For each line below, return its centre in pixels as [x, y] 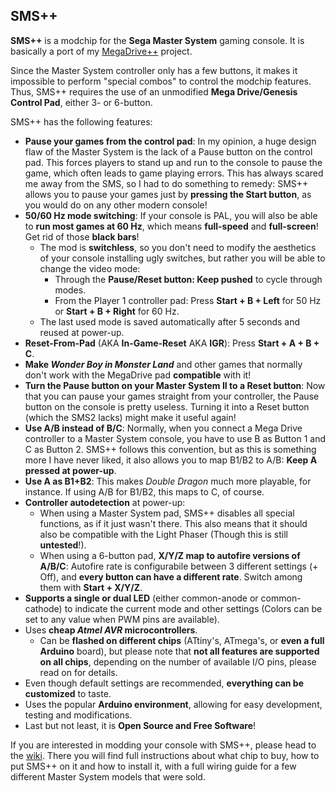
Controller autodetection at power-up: [105, 502]
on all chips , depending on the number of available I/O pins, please [178, 661]
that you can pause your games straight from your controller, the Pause [172, 396]
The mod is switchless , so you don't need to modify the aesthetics [178, 247]
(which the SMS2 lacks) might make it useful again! [130, 417]
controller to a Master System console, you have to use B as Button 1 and [175, 438]
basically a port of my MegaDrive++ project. [101, 51]
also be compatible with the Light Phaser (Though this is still [163, 534]
